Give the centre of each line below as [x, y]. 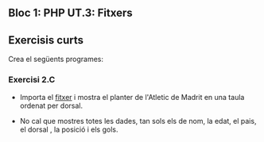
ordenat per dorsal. [51, 106]
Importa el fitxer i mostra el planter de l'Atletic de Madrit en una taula [132, 97]
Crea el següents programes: [56, 59]
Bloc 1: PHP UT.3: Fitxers [70, 13]
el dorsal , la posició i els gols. [69, 129]
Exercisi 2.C [32, 80]
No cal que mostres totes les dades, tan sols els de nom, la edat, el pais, [138, 121]
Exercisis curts [46, 40]
